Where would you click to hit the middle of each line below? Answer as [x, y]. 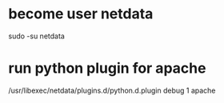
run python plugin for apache [107, 68]
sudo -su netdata [37, 36]
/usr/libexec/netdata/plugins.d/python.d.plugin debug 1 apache [112, 90]
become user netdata [81, 14]
